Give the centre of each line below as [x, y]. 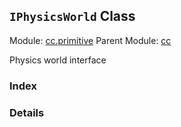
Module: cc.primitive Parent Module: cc [90, 40]
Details [27, 112]
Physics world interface [58, 60]
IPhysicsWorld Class [72, 16]
